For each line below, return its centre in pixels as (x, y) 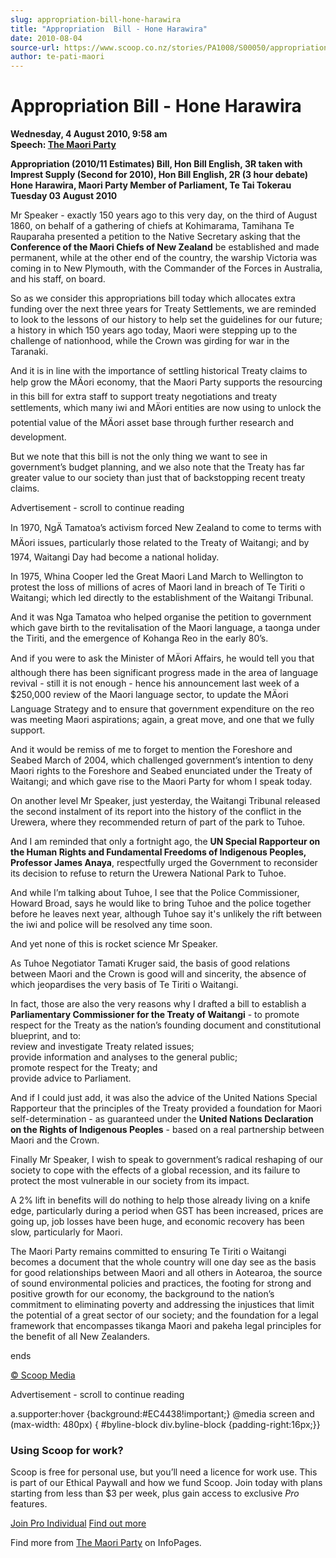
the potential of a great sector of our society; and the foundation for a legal (164, 1315)
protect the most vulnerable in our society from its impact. (130, 1181)
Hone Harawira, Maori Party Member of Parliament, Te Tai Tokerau (151, 185)
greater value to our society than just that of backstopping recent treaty (158, 478)
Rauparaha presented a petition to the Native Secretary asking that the (155, 237)
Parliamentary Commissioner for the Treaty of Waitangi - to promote (155, 1015)
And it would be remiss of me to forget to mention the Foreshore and (151, 750)
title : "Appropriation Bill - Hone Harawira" (109, 29)
